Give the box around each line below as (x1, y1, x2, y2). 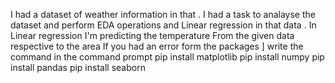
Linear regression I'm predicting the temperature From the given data (10, 30, 295, 41)
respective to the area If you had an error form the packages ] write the (10, 40, 304, 52)
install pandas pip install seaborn (10, 62, 146, 73)
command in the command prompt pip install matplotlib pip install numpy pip (10, 51, 325, 63)
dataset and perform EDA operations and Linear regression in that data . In (10, 19, 317, 31)
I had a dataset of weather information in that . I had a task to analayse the (10, 9, 316, 20)
